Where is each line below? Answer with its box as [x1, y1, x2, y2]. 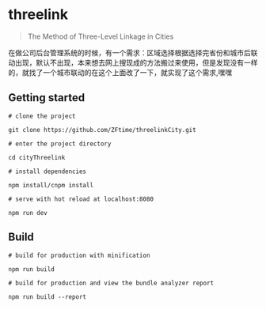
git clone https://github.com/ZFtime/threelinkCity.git [8, 126, 196, 134]
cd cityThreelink [8, 153, 66, 161]
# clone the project [8, 112, 77, 120]
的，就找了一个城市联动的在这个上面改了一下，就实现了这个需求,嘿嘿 [8, 67, 233, 77]
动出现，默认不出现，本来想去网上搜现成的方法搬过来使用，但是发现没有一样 [8, 58, 258, 67]
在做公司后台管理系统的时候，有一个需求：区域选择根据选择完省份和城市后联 [8, 47, 258, 57]
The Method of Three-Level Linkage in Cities [27, 32, 174, 41]
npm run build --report [8, 292, 87, 301]
